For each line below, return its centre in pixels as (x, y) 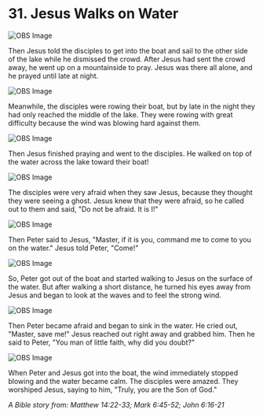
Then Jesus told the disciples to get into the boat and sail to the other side (128, 50)
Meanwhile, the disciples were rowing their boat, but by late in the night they (131, 106)
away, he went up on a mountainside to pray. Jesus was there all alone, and (130, 67)
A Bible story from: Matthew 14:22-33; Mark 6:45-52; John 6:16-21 (117, 404)
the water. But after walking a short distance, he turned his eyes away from (130, 286)
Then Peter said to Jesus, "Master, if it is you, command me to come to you (130, 239)
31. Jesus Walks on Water (93, 14)
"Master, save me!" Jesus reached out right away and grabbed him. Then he (131, 334)
